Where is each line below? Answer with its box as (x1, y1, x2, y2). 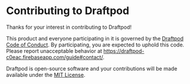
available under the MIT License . (6, 71, 86, 78)
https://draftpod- (103, 47, 145, 54)
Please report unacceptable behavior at (6, 47, 102, 54)
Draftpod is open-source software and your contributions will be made (6, 65, 178, 72)
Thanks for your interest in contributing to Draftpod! (6, 23, 132, 31)
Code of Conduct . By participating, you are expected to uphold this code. (6, 41, 185, 48)
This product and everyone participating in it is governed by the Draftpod (6, 35, 184, 42)
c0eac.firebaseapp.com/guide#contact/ (6, 53, 103, 61)
